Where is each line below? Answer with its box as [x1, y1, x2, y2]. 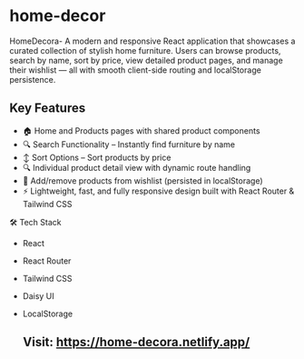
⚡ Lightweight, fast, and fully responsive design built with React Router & [22, 185, 295, 196]
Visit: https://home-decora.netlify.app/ [22, 334, 250, 350]
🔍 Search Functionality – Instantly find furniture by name [22, 138, 236, 150]
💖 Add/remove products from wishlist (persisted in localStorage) [22, 175, 263, 186]
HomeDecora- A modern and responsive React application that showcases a [9, 35, 296, 46]
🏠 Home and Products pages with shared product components [22, 125, 260, 136]
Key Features [9, 101, 86, 116]
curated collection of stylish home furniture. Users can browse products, [9, 45, 281, 55]
